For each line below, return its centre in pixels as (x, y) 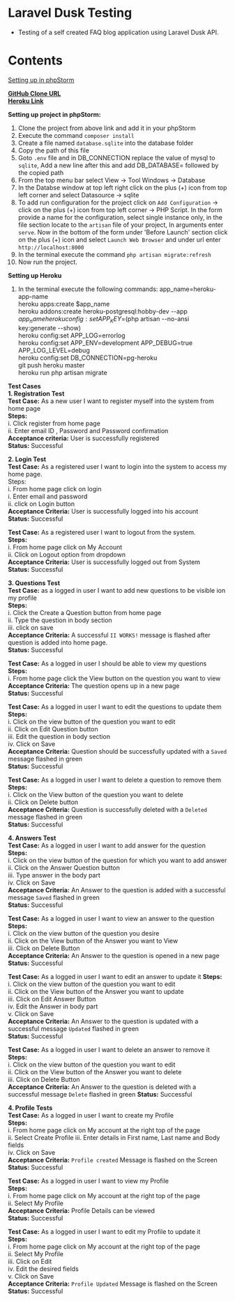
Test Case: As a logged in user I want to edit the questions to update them (115, 706)
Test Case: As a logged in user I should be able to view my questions (107, 663)
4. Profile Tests (30, 1108)
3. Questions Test (34, 583)
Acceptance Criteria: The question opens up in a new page (94, 685)
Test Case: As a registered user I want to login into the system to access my (117, 466)
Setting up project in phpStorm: (54, 114)
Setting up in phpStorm (41, 80)
